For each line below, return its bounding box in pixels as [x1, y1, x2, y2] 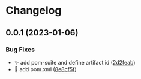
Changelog [5, 4, 62, 17]
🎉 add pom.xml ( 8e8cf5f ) [14, 65, 77, 72]
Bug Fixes [5, 45, 35, 54]
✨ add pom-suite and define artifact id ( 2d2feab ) [14, 59, 136, 66]
